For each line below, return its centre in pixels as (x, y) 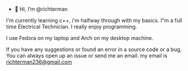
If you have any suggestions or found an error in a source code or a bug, (94, 49)
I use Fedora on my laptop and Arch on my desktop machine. (80, 38)
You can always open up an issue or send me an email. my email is (87, 55)
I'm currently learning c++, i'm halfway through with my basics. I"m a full (94, 20)
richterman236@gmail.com (39, 62)
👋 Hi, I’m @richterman (41, 9)
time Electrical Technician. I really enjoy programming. (72, 27)
